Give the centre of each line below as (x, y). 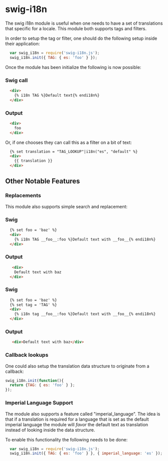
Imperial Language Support (39, 403)
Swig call (17, 80)
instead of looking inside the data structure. (50, 430)
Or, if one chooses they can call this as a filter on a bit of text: (68, 142)
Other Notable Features (43, 181)
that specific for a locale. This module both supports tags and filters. (76, 28)
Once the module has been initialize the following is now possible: (73, 67)
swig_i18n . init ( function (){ (35, 380)
